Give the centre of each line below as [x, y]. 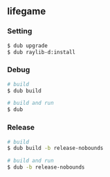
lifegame [27, 11]
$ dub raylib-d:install [42, 52]
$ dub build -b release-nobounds [55, 149]
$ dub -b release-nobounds [46, 167]
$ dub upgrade [28, 45]
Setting [20, 31]
